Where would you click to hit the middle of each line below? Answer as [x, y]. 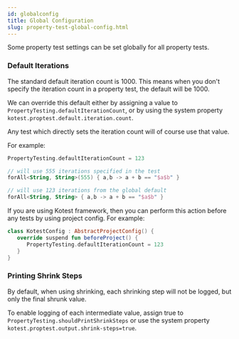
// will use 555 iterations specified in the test [84, 171]
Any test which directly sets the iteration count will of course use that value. [118, 131]
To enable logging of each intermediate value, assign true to [95, 313]
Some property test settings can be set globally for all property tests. [108, 48]
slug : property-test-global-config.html [68, 27]
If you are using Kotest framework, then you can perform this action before [117, 211]
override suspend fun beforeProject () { [78, 238]
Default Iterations [38, 66]
